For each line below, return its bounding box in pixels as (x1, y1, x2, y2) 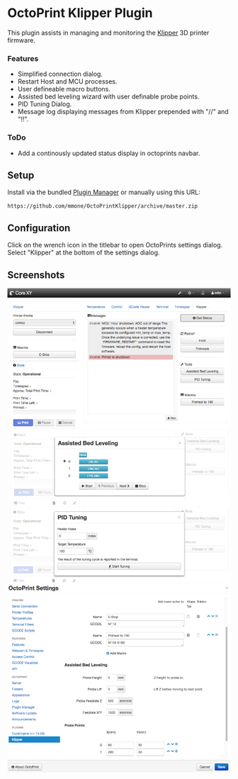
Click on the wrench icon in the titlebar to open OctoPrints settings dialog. (7, 241, 223, 250)
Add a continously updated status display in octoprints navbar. (17, 149, 200, 157)
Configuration (7, 222, 71, 234)
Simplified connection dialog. (17, 69, 103, 79)
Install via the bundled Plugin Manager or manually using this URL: (7, 188, 200, 196)
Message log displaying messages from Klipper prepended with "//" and (17, 108, 229, 116)
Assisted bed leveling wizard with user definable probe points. (17, 92, 200, 101)
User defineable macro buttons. (17, 85, 111, 94)
